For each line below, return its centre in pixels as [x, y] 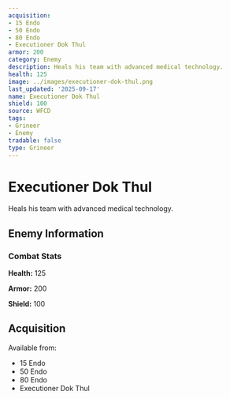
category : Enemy [35, 60]
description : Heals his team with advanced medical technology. [116, 67]
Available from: [32, 348]
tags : [17, 119]
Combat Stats [35, 256]
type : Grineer [32, 148]
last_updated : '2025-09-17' [54, 89]
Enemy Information [56, 233]
